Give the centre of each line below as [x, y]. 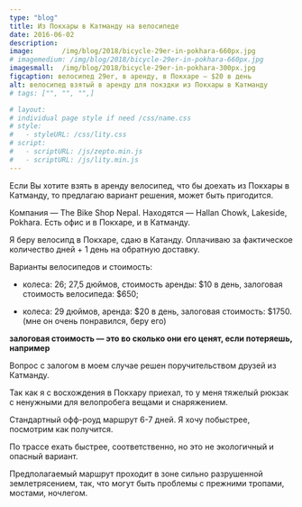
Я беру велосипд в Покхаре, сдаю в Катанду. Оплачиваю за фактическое [151, 239]
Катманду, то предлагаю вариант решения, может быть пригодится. [141, 195]
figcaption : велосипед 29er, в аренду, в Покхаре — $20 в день [131, 77]
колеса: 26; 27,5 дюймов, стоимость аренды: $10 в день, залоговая [152, 284]
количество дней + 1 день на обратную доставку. [105, 249]
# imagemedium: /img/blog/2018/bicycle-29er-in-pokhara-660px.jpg [137, 60]
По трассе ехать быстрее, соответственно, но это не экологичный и [142, 447]
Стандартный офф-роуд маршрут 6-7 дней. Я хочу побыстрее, [130, 419]
